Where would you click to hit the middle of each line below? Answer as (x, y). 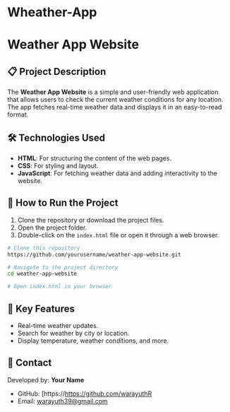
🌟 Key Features (41, 308)
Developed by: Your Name (46, 379)
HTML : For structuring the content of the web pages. (94, 158)
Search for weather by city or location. (73, 333)
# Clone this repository (44, 248)
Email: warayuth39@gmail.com (62, 401)
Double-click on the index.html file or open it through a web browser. (118, 235)
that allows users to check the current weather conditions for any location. (115, 100)
